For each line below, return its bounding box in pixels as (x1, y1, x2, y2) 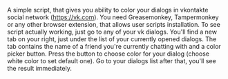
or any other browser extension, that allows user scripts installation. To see (7, 21, 221, 28)
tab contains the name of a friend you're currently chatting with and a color (7, 43, 221, 50)
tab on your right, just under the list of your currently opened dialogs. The (7, 35, 217, 43)
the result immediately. (7, 65, 73, 72)
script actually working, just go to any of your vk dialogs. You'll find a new (7, 27, 218, 36)
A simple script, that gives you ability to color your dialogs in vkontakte (7, 6, 209, 14)
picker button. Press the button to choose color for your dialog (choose (7, 49, 209, 58)
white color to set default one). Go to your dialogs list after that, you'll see (7, 57, 216, 65)
